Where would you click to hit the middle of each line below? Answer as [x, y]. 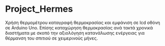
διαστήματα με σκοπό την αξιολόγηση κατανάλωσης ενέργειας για [75, 33]
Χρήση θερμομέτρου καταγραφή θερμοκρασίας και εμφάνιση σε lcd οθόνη [82, 23]
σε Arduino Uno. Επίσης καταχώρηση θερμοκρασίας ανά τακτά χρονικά [79, 27]
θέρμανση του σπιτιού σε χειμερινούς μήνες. [52, 38]
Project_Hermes [39, 9]
